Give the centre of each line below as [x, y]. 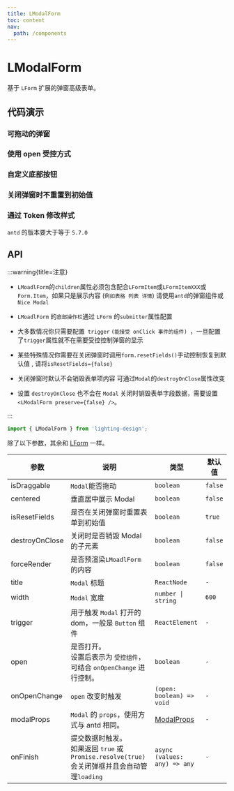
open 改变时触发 [96, 697]
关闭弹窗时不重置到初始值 [50, 195]
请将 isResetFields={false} [74, 364]
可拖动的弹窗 [29, 133]
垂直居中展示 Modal [103, 499]
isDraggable [31, 486]
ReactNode [171, 583]
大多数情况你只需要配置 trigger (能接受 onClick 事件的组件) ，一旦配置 [119, 332]
